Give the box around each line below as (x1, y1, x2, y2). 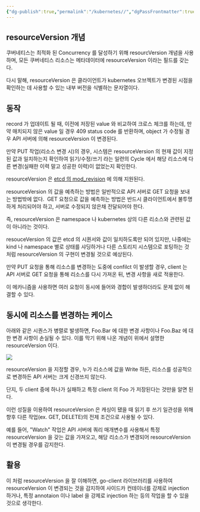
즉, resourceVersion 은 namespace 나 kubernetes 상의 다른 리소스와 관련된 (6, 216, 185, 223)
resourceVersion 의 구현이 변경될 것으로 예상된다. (17, 251, 134, 258)
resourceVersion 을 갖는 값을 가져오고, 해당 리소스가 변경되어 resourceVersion (6, 433, 191, 441)
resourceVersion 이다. (6, 342, 60, 349)
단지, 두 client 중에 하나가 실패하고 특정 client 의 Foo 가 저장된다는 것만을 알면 (6, 386, 187, 393)
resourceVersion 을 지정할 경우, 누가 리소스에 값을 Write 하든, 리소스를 (6, 366, 171, 373)
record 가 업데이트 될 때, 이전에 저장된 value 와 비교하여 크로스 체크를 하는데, (6, 120, 186, 128)
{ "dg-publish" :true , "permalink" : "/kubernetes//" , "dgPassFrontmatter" (6, 8, 183, 15)
